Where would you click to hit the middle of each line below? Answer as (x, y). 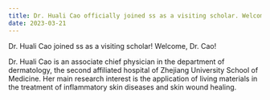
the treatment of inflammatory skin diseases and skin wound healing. (123, 87)
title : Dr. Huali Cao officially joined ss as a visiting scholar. (124, 16)
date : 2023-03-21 (37, 23)
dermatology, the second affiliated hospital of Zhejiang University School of (133, 70)
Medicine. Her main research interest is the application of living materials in (133, 78)
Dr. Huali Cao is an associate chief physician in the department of (117, 62)
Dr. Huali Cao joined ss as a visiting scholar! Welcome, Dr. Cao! (112, 46)
